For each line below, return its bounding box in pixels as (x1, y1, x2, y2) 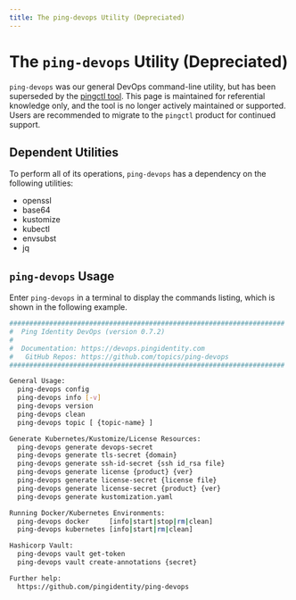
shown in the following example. (9, 302, 127, 312)
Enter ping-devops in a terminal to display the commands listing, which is (9, 292, 275, 304)
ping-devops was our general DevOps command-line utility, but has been (9, 81, 276, 92)
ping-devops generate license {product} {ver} (17, 468, 193, 477)
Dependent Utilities (9, 145, 119, 160)
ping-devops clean (17, 410, 86, 419)
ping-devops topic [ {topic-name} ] (17, 418, 153, 427)
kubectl (21, 224, 51, 235)
